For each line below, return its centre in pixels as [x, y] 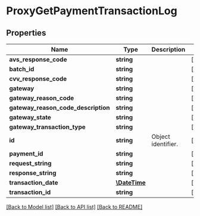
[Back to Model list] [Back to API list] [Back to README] [74, 207]
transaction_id [30, 192]
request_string [30, 163]
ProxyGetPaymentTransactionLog [92, 11]
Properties [26, 33]
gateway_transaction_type [48, 127]
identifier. [165, 144]
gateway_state [30, 117]
